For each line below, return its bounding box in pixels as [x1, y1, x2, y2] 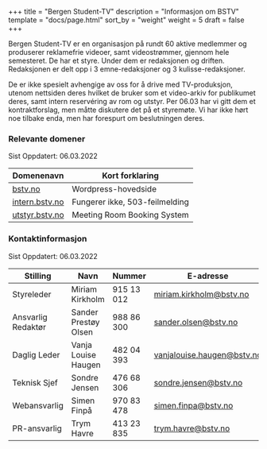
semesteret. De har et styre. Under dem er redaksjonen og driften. [8, 56, 225, 65]
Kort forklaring [102, 170, 159, 181]
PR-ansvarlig [12, 423, 62, 434]
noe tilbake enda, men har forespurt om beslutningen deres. [8, 114, 205, 122]
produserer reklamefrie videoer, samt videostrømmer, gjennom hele [8, 48, 230, 56]
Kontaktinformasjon [8, 234, 87, 245]
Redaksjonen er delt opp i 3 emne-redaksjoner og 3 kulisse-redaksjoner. [8, 64, 246, 74]
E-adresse [187, 270, 229, 281]
